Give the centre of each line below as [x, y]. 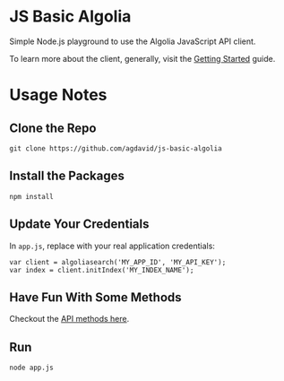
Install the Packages [67, 176]
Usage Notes [58, 95]
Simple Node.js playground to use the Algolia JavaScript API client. [133, 41]
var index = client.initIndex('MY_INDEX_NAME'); [102, 270]
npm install [31, 196]
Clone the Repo [53, 128]
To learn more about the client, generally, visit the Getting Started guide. [142, 58]
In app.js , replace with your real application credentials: [112, 246]
